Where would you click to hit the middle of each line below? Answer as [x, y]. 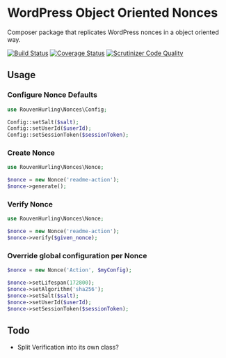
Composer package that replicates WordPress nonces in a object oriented [113, 32]
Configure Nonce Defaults [52, 95]
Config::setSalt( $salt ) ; [43, 122]
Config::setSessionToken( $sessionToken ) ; [68, 135]
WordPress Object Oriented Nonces [113, 13]
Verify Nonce [30, 204]
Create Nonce [31, 153]
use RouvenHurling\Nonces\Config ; [57, 110]
